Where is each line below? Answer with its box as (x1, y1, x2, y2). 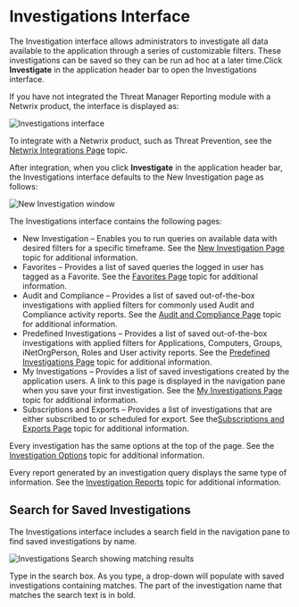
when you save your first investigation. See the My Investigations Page (21, 384, 283, 395)
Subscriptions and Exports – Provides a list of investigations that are (21, 404, 272, 415)
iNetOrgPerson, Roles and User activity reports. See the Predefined (21, 347, 270, 358)
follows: (9, 181, 38, 191)
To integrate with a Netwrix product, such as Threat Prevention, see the (9, 135, 272, 146)
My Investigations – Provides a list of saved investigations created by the (21, 366, 290, 376)
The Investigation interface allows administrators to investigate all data (9, 36, 269, 46)
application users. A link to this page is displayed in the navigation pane (21, 375, 286, 386)
